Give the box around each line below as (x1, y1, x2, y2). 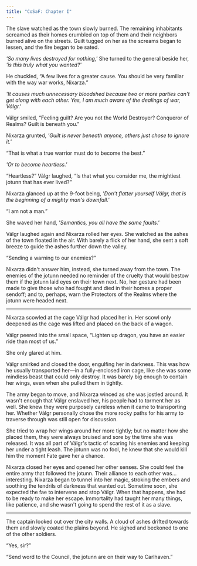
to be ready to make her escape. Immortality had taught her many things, (6, 495, 183, 502)
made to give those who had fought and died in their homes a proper (6, 284, 172, 291)
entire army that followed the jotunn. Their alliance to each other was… (6, 470, 177, 477)
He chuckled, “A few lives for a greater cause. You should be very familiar (6, 72, 184, 79)
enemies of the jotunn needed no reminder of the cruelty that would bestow (6, 272, 189, 279)
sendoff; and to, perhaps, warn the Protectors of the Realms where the (6, 291, 177, 298)
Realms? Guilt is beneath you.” (6, 120, 80, 127)
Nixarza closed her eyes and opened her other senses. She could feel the (6, 463, 184, 471)
